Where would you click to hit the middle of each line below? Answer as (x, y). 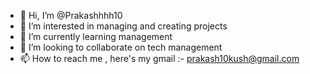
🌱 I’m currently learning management (96, 36)
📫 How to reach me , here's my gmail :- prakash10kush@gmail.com (159, 58)
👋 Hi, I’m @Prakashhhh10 (71, 15)
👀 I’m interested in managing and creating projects (123, 26)
